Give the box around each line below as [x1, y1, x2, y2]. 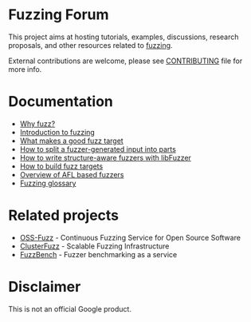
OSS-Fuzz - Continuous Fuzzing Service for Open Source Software [19, 233, 241, 242]
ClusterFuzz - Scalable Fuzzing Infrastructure [19, 241, 170, 251]
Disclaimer [8, 278, 81, 296]
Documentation [8, 93, 114, 111]
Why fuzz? [19, 118, 56, 129]
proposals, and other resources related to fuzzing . [8, 40, 173, 50]
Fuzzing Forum [8, 6, 109, 24]
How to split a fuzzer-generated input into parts [19, 144, 177, 153]
